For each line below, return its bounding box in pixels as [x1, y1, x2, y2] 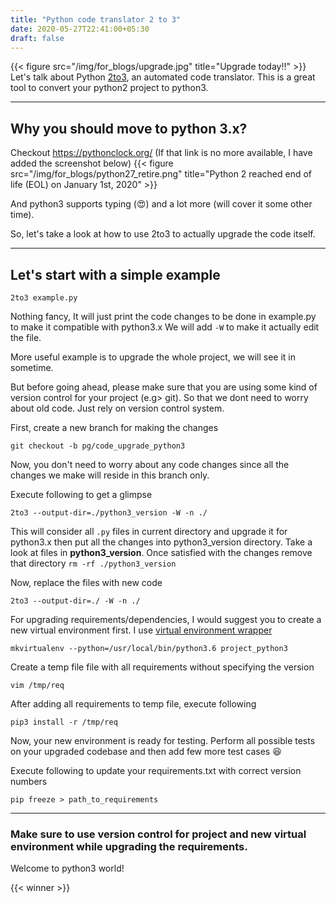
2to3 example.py [10, 293, 78, 303]
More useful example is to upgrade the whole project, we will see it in [10, 351, 296, 363]
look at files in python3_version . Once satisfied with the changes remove [10, 547, 313, 558]
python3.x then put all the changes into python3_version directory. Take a [10, 536, 313, 548]
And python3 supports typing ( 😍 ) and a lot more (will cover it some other [10, 198, 313, 210]
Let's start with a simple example [10, 266, 221, 283]
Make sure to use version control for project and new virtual [10, 827, 307, 841]
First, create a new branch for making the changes [10, 422, 219, 433]
